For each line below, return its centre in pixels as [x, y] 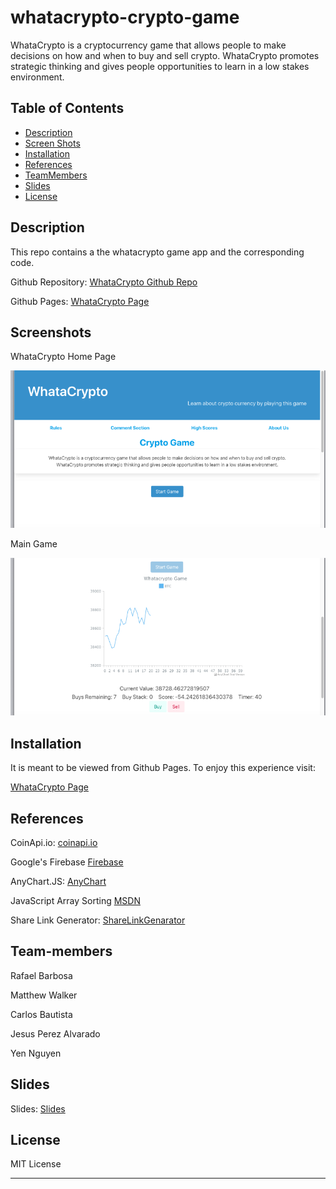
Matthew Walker [44, 995]
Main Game [34, 544]
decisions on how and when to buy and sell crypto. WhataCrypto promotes [165, 55]
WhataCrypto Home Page [63, 357]
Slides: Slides [38, 1108]
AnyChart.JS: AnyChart [58, 881]
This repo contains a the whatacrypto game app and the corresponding [157, 252]
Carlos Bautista [41, 1014]
